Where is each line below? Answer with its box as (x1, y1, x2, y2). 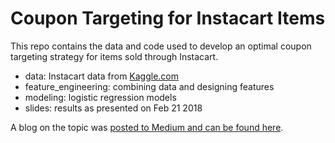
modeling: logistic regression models (24, 91, 177, 103)
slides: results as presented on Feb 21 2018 (24, 102, 203, 114)
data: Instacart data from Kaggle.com (24, 70, 180, 82)
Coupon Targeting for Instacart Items (10, 7, 326, 30)
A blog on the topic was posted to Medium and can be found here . (10, 121, 284, 133)
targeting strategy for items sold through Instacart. (10, 50, 219, 62)
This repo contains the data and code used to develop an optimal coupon (10, 40, 312, 52)
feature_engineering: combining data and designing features (24, 80, 275, 92)
